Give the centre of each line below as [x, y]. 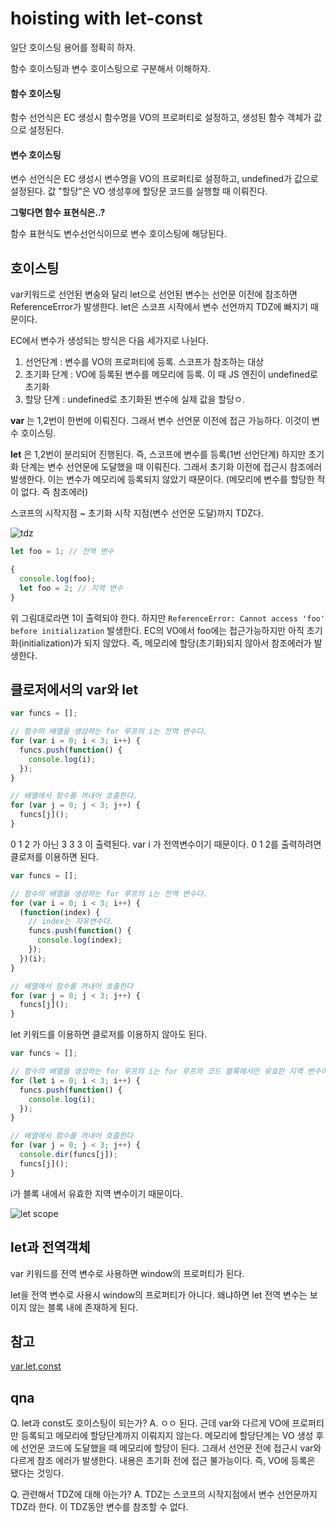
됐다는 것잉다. [37, 1473]
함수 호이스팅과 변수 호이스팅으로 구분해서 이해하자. [110, 68]
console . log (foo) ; [58, 578]
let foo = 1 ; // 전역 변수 [62, 552]
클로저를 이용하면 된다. [54, 856]
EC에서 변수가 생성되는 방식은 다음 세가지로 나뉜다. [109, 341]
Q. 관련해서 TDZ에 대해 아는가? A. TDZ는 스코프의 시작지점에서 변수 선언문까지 [164, 1494]
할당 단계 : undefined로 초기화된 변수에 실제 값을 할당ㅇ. [134, 399]
